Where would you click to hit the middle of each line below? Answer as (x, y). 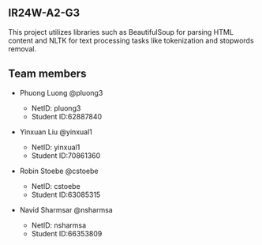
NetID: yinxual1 (56, 147)
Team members (47, 74)
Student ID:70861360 (66, 155)
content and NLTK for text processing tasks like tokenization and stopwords (131, 40)
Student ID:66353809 (67, 233)
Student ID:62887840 (67, 116)
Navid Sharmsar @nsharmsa (66, 209)
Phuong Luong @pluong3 (61, 92)
